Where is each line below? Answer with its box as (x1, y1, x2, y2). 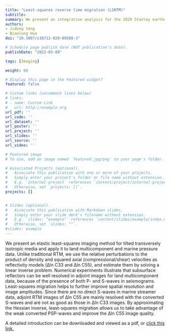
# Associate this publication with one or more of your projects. (5, 170, 153, 175)
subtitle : (5, 12, 26, 17)
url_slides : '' (5, 133, 37, 138)
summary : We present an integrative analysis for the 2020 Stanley (5, 17, 151, 22)
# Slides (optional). (5, 203, 51, 208)
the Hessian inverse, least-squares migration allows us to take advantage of (5, 305, 163, 311)
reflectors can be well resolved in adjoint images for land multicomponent (5, 272, 159, 279)
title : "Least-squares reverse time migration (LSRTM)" (5, 7, 125, 13)
